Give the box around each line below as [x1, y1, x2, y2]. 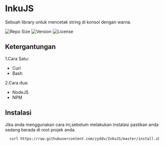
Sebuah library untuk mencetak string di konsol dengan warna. [5, 19, 132, 25]
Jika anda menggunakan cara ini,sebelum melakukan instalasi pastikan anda [5, 122, 159, 127]
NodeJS [12, 89, 29, 95]
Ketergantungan [5, 42, 56, 51]
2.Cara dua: [5, 80, 28, 85]
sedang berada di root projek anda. [5, 126, 76, 132]
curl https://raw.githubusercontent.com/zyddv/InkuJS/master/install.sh [9, 136, 161, 141]
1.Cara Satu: [5, 56, 29, 62]
